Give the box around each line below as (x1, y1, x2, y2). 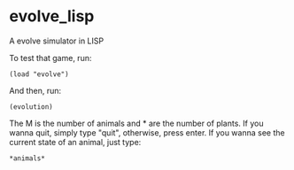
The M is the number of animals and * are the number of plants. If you (9, 118, 264, 128)
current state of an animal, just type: (9, 136, 142, 147)
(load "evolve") (9, 69, 69, 79)
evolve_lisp (9, 6, 95, 27)
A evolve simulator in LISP (9, 35, 104, 46)
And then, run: (9, 85, 62, 96)
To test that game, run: (9, 52, 92, 63)
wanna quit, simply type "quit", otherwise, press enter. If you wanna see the (9, 127, 285, 138)
